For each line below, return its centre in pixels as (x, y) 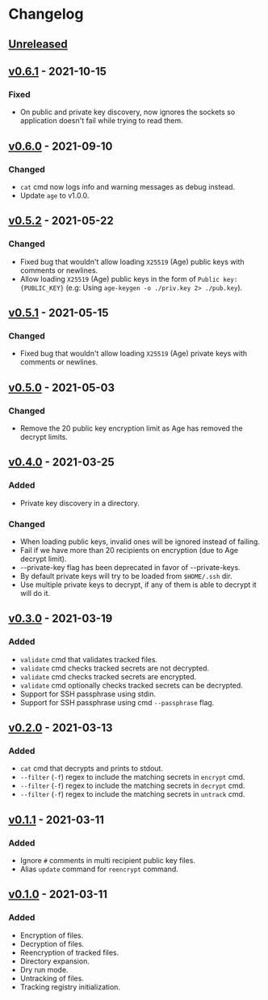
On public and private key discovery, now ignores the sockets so (128, 112)
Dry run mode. (44, 969)
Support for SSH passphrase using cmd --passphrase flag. (117, 702)
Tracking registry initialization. (70, 987)
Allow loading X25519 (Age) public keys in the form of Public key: (129, 279)
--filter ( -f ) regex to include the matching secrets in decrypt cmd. (132, 785)
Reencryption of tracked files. (69, 952)
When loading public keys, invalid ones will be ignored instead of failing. (140, 542)
